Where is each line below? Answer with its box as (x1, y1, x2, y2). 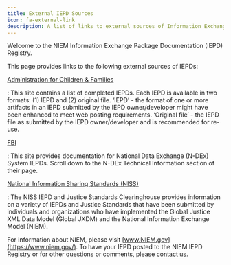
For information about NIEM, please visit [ (7, 235, 125, 244)
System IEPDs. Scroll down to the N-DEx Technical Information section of (7, 159, 215, 168)
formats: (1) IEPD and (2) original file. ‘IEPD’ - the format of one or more (7, 96, 209, 104)
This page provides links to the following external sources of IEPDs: (7, 62, 198, 71)
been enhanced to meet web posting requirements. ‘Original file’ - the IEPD (7, 111, 220, 119)
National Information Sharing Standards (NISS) (7, 180, 139, 188)
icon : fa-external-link (7, 16, 76, 23)
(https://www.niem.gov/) (7, 243, 77, 251)
